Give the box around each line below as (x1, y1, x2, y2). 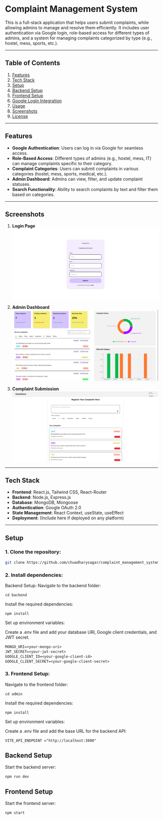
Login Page (12, 223, 35, 229)
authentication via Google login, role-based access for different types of (5, 30, 149, 36)
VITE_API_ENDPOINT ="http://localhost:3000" (5, 738, 97, 743)
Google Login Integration (12, 97, 62, 103)
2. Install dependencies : (5, 572, 63, 578)
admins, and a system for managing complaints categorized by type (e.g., (5, 35, 152, 41)
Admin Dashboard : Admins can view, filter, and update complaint (12, 176, 143, 182)
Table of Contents (5, 59, 61, 67)
